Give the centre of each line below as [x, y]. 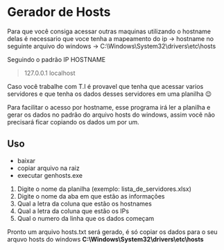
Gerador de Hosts [59, 12]
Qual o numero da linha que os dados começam [86, 218]
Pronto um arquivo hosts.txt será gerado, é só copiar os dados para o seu [112, 232]
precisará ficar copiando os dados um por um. [74, 122]
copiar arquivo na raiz [48, 168]
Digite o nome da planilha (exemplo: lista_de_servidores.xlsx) [104, 189]
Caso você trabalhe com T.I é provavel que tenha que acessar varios [105, 86]
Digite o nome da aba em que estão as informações [91, 196]
